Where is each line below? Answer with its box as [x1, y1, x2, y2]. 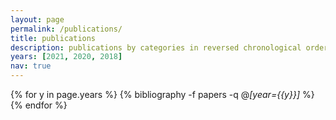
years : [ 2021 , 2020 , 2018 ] [10, 52, 123, 62]
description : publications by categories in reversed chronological [10, 42, 302, 53]
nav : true [10, 61, 52, 71]
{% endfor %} [10, 99, 68, 111]
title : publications [10, 33, 97, 43]
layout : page [10, 14, 65, 25]
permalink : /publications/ [10, 24, 123, 34]
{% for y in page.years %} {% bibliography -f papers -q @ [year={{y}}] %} [10, 89, 315, 100]
